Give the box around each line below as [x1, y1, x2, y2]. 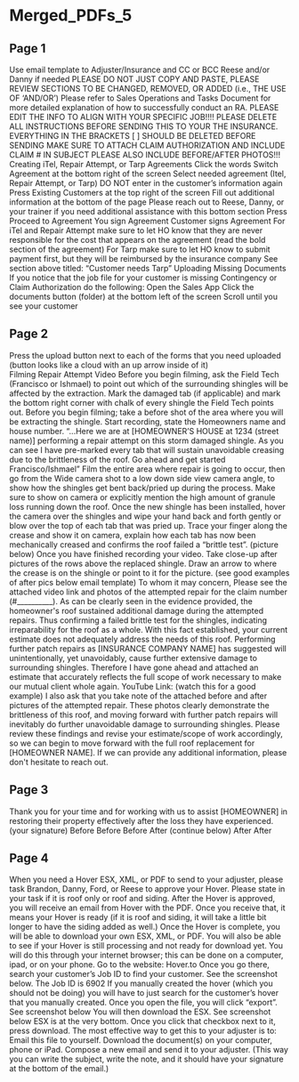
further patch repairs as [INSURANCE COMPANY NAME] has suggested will [9, 642, 287, 654]
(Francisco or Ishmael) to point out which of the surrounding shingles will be [9, 378, 289, 389]
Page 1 [9, 41, 46, 56]
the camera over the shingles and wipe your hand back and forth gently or [9, 511, 282, 521]
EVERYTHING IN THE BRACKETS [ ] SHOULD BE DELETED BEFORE [9, 131, 256, 141]
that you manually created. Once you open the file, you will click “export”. [9, 997, 278, 1008]
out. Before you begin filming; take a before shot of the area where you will [9, 407, 284, 417]
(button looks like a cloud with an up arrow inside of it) [9, 359, 209, 370]
